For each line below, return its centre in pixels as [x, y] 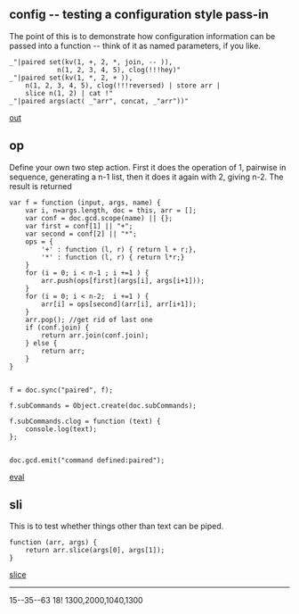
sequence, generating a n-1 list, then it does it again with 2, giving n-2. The [146, 177]
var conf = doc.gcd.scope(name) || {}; [99, 218]
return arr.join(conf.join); [95, 335]
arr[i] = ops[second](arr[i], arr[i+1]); [119, 304]
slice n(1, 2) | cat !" [69, 93]
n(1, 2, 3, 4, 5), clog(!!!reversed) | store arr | [123, 85]
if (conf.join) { [57, 328]
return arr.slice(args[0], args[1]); [95, 551]
